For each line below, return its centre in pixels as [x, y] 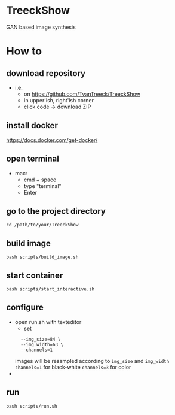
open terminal [33, 159]
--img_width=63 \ [42, 344]
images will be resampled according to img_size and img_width [92, 361]
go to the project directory [56, 211]
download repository [46, 73]
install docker [32, 125]
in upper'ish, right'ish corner [59, 100]
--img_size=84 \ [41, 339]
